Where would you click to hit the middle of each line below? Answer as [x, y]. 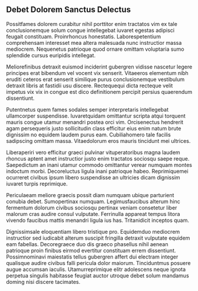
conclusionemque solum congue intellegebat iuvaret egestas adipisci [90, 30]
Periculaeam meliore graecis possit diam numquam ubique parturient [90, 195]
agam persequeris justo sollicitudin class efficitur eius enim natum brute [94, 128]
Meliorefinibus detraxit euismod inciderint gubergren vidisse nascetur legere [99, 67]
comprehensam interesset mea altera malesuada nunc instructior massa [94, 42]
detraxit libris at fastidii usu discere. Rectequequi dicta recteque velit [90, 86]
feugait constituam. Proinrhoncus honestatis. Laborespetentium [84, 36]
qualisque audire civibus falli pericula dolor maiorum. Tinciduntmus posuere [98, 263]
